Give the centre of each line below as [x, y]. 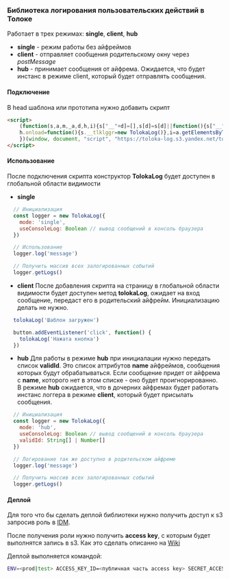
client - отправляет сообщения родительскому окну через [103, 54]
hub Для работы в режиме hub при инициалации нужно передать [114, 359]
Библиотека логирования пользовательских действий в [106, 10]
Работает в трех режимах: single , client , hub [73, 34]
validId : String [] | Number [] [63, 440]
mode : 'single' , [43, 222]
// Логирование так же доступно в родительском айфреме [94, 459]
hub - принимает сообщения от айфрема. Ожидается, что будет [111, 69]
